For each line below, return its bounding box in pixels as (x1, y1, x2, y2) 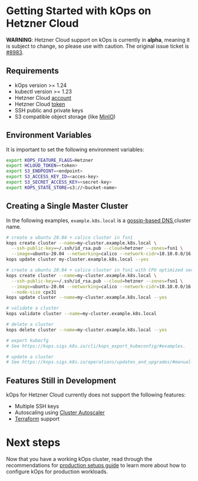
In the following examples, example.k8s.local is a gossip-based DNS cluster (6, 217, 192, 224)
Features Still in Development (6, 375, 117, 385)
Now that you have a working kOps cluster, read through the (6, 456, 153, 462)
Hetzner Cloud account (14, 94, 72, 101)
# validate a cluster (6, 305, 60, 311)
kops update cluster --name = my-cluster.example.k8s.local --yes (6, 294, 167, 301)
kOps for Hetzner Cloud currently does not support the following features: (6, 391, 186, 398)
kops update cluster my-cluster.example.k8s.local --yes (6, 256, 149, 262)
